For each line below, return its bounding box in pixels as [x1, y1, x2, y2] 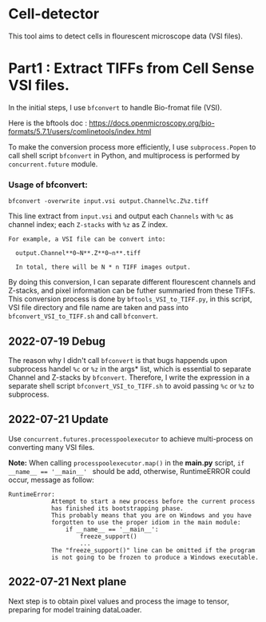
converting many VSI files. [8, 442, 95, 452]
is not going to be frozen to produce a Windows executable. [50, 553, 260, 561]
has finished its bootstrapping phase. [50, 504, 184, 512]
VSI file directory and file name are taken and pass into [8, 303, 189, 313]
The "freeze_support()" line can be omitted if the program [50, 546, 256, 554]
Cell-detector [8, 5, 100, 23]
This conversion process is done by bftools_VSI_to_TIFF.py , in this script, [8, 294, 252, 304]
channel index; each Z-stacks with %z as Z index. [8, 220, 169, 229]
